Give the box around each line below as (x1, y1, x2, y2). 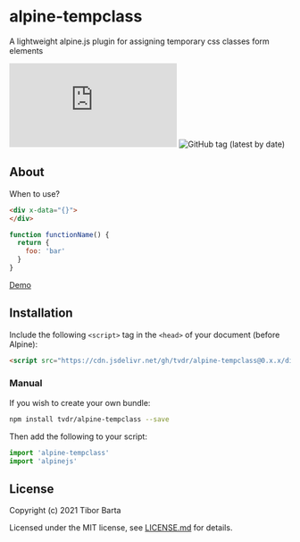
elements (9, 45, 44, 55)
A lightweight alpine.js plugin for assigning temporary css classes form (9, 36, 270, 47)
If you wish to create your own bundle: (9, 397, 151, 408)
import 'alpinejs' (9, 456, 78, 466)
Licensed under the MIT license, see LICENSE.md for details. (9, 522, 233, 533)
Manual (9, 377, 43, 390)
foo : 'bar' (25, 247, 66, 256)
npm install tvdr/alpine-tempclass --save (9, 414, 170, 424)
